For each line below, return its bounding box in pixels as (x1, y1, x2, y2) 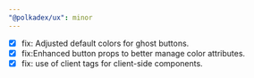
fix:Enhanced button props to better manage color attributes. (21, 48, 246, 58)
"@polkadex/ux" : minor (8, 13, 93, 22)
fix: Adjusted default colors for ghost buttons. (21, 38, 190, 48)
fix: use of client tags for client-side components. (21, 57, 203, 68)
